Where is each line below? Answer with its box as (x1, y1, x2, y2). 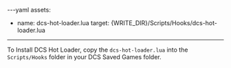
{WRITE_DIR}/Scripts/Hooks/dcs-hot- (111, 19, 218, 27)
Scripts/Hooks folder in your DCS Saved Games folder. (7, 53, 162, 61)
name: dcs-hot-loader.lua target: (16, 19, 110, 27)
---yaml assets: (7, 6, 52, 14)
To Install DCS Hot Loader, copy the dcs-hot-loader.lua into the (7, 46, 188, 54)
